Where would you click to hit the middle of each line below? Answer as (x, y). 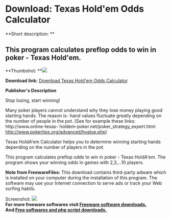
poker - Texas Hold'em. (43, 58)
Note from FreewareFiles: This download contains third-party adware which (86, 172)
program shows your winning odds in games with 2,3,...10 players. (75, 162)
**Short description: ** (30, 34)
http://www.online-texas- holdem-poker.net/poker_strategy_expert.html (80, 126)
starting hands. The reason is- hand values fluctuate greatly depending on (83, 116)
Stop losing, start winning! (33, 100)
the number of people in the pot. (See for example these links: (70, 121)
